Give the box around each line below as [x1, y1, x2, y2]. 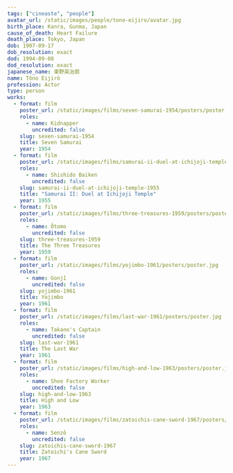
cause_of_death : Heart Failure [7, 29, 98, 37]
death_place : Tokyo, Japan [7, 36, 85, 43]
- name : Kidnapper [25, 119, 79, 127]
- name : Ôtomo [25, 223, 67, 230]
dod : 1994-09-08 [7, 55, 54, 62]
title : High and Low [19, 397, 79, 404]
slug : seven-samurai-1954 [19, 132, 95, 139]
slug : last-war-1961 [19, 339, 79, 346]
